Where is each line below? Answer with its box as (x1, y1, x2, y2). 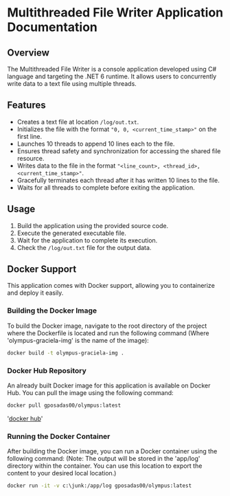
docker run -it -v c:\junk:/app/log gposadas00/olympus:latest (7, 482, 192, 489)
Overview (7, 47, 50, 58)
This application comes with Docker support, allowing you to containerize (7, 282, 215, 290)
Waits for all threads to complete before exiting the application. (16, 183, 196, 192)
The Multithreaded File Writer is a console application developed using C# (7, 65, 217, 73)
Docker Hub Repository (7, 365, 87, 375)
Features (7, 100, 46, 111)
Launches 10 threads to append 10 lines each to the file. (16, 139, 175, 148)
